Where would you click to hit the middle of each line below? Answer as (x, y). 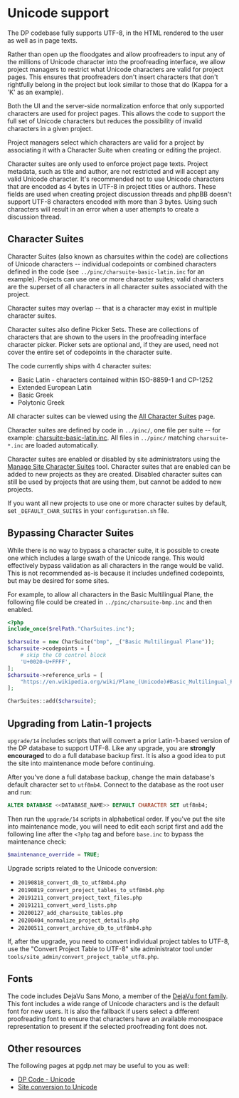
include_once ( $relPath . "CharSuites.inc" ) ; (71, 629)
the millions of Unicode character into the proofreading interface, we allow (116, 61)
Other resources (44, 1048)
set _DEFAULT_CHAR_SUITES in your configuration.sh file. (88, 510)
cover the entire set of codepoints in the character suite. (90, 352)
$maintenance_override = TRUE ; (54, 854)
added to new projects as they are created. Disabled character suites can (115, 474)
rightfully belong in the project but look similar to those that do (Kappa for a (118, 84)
